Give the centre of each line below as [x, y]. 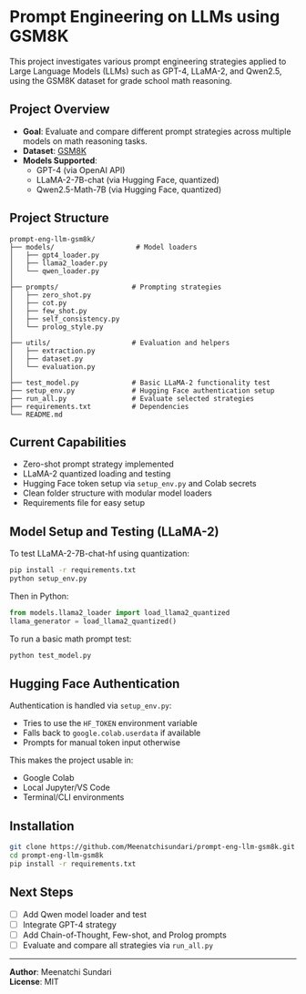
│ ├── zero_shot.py [51, 295]
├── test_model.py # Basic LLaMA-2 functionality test [140, 383]
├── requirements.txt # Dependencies [99, 406]
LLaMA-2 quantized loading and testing [97, 474]
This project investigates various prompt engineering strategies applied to [148, 61]
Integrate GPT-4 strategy [69, 924]
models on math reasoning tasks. [85, 141]
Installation [42, 826]
